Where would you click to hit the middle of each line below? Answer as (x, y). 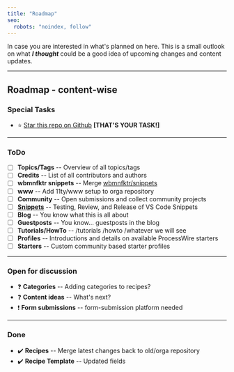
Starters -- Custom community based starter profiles (94, 246)
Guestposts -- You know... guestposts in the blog (88, 222)
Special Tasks (31, 109)
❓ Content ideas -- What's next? (64, 297)
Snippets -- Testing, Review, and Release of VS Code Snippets (108, 207)
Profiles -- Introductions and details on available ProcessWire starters (118, 238)
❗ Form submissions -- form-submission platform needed (100, 308)
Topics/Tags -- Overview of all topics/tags (79, 167)
